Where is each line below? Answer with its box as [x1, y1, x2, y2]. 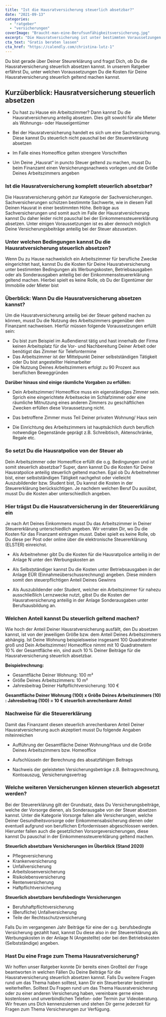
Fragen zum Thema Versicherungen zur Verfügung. [5, 1006, 111, 1013]
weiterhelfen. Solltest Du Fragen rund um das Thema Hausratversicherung [5, 985, 158, 991]
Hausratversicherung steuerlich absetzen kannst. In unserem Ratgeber [5, 63, 150, 69]
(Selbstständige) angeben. [5, 940, 60, 946]
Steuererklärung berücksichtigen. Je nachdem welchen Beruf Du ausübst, [5, 485, 157, 491]
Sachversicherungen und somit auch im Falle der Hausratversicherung [5, 210, 150, 216]
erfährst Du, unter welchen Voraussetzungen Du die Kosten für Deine [5, 68, 148, 75]
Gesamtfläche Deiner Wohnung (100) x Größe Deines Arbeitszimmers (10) [5, 692, 161, 698]
